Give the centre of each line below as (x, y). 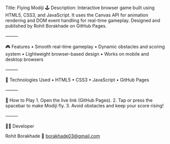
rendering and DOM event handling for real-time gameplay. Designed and (83, 20)
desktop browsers (24, 59)
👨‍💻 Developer (20, 126)
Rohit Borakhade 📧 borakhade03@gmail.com (53, 136)
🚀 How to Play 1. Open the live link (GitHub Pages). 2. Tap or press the (79, 100)
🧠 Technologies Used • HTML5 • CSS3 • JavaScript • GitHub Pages (77, 80)
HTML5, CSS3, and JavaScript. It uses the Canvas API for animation (77, 15)
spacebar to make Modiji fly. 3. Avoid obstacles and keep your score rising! (84, 106)
